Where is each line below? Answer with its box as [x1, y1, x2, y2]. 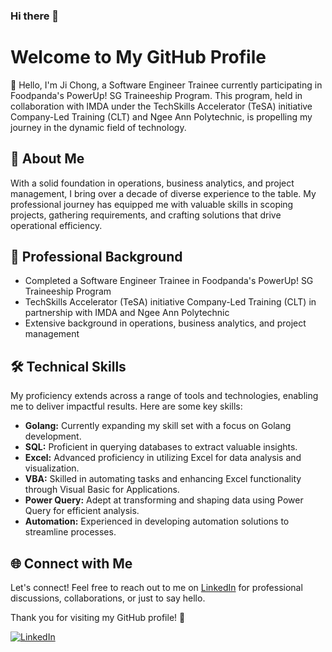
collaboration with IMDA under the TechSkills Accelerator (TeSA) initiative [10, 100, 313, 112]
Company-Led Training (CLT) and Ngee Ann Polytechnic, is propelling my [10, 110, 313, 123]
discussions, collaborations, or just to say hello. [10, 592, 206, 604]
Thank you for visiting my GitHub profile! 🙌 [10, 612, 186, 624]
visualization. [24, 462, 80, 474]
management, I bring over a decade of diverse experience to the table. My [10, 187, 317, 199]
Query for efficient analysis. [24, 505, 140, 517]
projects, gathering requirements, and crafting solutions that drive [10, 209, 282, 221]
